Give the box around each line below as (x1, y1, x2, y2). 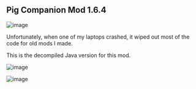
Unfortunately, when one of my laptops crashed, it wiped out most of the (6, 33, 190, 41)
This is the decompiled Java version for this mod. (6, 52, 130, 59)
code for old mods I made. (6, 39, 73, 47)
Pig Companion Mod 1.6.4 (6, 5, 107, 15)
